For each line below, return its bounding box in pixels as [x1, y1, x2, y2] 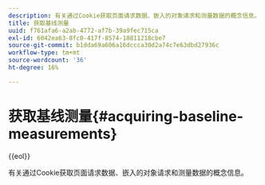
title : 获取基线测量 [8, 19, 69, 27]
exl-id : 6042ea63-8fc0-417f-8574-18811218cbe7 [8, 33, 166, 42]
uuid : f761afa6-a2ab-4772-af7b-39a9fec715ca [8, 26, 159, 34]
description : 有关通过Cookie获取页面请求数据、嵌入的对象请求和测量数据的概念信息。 [8, 11, 261, 20]
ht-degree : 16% [8, 64, 59, 72]
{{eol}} [8, 151, 30, 160]
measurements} [8, 124, 117, 143]
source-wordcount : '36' [8, 57, 88, 65]
